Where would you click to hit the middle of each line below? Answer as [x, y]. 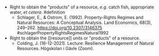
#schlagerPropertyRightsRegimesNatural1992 [63, 33]
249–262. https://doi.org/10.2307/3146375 [60, 28]
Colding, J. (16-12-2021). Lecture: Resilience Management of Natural [85, 43]
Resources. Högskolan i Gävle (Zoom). [55, 48]
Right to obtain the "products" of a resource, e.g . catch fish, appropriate [82, 7]
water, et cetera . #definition [37, 12]
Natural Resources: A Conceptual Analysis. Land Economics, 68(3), [84, 22]
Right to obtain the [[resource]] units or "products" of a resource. [75, 38]
